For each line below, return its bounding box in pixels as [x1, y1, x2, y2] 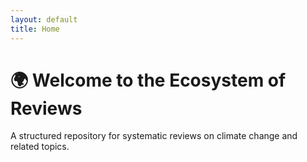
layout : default [10, 14, 78, 25]
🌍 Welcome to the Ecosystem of [10, 69, 287, 91]
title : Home [10, 24, 60, 34]
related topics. [10, 141, 70, 153]
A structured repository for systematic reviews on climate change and [10, 130, 298, 142]
